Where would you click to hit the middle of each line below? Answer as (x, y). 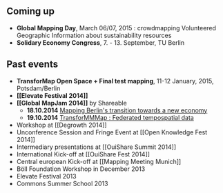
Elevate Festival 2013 (46, 176)
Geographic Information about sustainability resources (94, 35)
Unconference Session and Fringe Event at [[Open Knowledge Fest (112, 132)
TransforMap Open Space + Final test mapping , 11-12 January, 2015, (115, 81)
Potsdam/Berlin (38, 88)
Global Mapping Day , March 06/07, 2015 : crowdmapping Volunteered (116, 28)
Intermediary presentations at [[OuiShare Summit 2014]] (96, 147)
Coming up (30, 11)
